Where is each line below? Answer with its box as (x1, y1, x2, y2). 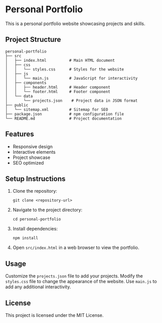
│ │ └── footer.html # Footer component (5, 89, 111, 94)
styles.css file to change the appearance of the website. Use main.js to (5, 279, 157, 285)
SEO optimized (12, 159, 44, 166)
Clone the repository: (12, 188, 58, 194)
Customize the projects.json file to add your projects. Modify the (5, 273, 143, 279)
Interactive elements (12, 149, 56, 155)
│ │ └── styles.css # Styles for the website (5, 66, 124, 72)
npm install (12, 236, 38, 241)
